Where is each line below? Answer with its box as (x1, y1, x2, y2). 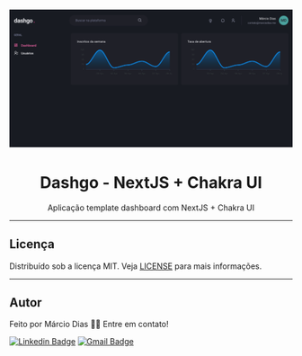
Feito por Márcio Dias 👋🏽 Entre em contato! (9, 319, 169, 330)
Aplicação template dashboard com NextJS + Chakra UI (47, 202, 255, 213)
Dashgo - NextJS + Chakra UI (40, 172, 262, 192)
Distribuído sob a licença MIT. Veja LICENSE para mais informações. (9, 261, 262, 271)
